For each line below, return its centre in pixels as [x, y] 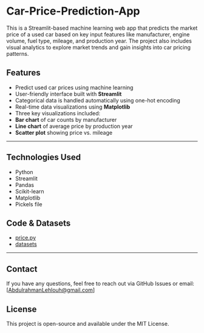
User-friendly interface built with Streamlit [68, 94]
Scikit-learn [29, 191]
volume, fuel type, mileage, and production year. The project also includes [99, 41]
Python [24, 172]
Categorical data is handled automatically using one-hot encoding [97, 100]
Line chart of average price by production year [74, 126]
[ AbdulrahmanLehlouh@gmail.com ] [51, 290]
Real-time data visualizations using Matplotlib [73, 107]
